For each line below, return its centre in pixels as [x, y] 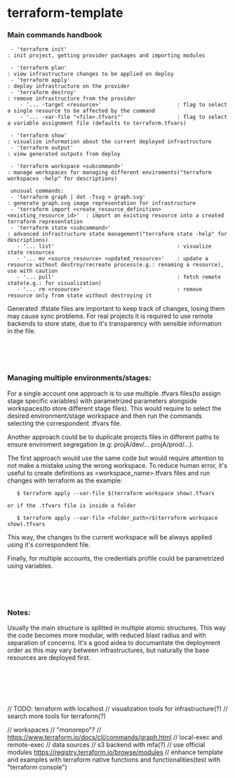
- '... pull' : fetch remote [119, 277]
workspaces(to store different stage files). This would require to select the [115, 408]
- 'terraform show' [39, 136]
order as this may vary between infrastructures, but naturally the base [108, 650]
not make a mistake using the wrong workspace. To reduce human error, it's [117, 465]
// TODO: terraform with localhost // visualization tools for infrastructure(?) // [117, 709]
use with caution [33, 271]
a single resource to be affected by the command [81, 111]
